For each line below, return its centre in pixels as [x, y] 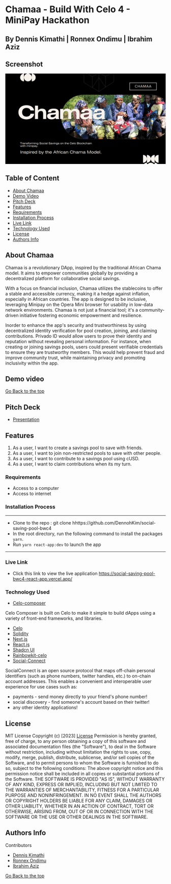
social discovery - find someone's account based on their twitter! [81, 702]
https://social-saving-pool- [127, 573]
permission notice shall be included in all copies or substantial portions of [82, 773]
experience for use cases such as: [41, 687]
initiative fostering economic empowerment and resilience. [81, 315]
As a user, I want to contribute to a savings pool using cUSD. [76, 458]
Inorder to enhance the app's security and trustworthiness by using [76, 325]
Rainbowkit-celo [30, 655]
